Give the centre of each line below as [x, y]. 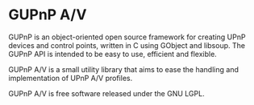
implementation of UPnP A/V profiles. [71, 78]
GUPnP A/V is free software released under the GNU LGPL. [106, 93]
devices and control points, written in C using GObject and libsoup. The [127, 45]
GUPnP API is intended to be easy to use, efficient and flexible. [113, 54]
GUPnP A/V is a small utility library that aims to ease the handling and [124, 69]
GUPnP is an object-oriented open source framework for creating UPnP [127, 37]
